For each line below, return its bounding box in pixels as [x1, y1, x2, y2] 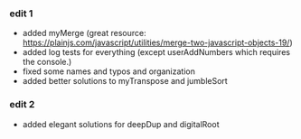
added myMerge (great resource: [22, 28, 146, 39]
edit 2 [9, 98, 35, 111]
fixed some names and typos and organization [22, 66, 196, 77]
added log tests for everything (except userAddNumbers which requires [22, 47, 291, 58]
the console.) [22, 57, 72, 68]
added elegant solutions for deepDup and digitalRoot [22, 118, 220, 129]
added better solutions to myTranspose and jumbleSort [22, 76, 228, 87]
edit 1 [9, 7, 33, 20]
